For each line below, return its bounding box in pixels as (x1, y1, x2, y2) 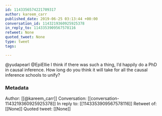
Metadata (5, 84, 29, 91)
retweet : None (5, 30, 34, 35)
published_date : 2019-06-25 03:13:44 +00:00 (5, 16, 98, 21)
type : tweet (5, 39, 30, 44)
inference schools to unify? (5, 72, 61, 78)
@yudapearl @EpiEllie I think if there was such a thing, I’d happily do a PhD (5, 61, 158, 67)
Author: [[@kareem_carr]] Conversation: (5, 95, 87, 101)
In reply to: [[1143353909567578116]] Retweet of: (57, 100, 157, 106)
